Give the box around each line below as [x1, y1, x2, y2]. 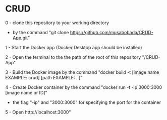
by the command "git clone [12, 29, 69, 35]
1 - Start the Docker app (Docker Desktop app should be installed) [5, 44, 142, 50]
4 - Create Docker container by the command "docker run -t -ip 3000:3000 [5, 84, 162, 90]
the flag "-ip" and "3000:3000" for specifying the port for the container [12, 99, 161, 105]
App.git [12, 35, 28, 41]
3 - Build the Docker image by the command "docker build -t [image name [5, 69, 159, 75]
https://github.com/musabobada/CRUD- [70, 29, 154, 35]
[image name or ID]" [5, 89, 47, 95]
